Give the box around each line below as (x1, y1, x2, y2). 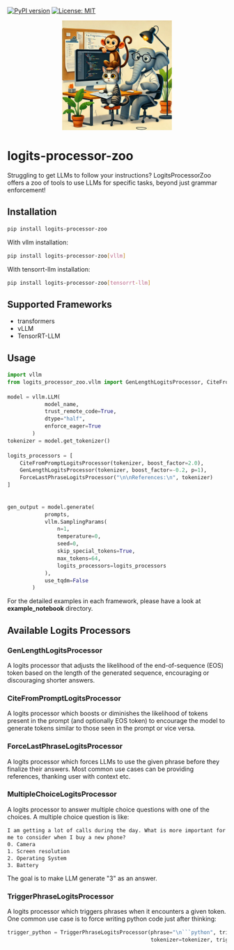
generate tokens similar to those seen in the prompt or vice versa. (7, 724, 196, 733)
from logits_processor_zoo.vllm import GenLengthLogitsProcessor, (7, 378, 204, 386)
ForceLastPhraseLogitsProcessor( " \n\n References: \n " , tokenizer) (19, 474, 214, 481)
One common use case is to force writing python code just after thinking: (7, 914, 217, 923)
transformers (17, 317, 55, 325)
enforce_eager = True (44, 423, 101, 430)
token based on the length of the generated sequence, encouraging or (7, 669, 210, 677)
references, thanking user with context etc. (7, 772, 131, 780)
